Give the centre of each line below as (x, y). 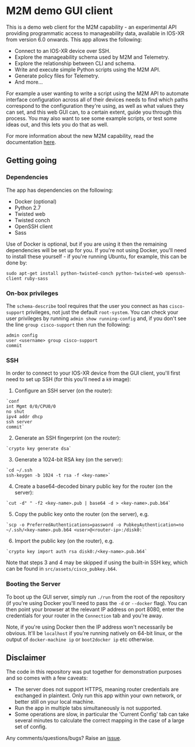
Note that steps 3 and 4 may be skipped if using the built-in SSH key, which (97, 563)
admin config (22, 335)
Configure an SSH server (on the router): (63, 391)
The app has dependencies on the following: (60, 190)
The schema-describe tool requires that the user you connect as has (87, 305)
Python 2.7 (27, 208)
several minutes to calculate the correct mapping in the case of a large (100, 721)
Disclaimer (26, 658)
